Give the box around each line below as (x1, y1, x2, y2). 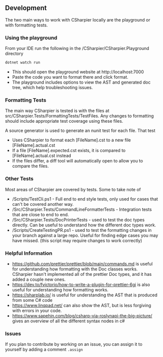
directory (5, 51, 23, 57)
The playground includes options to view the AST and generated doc (12, 79, 151, 85)
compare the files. (12, 163, 49, 169)
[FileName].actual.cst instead (12, 153, 72, 158)
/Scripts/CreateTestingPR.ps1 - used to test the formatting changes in (12, 227, 152, 233)
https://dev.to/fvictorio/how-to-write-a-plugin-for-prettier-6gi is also (12, 281, 150, 288)
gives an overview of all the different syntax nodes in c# (12, 318, 125, 324)
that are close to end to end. (12, 211, 69, 217)
